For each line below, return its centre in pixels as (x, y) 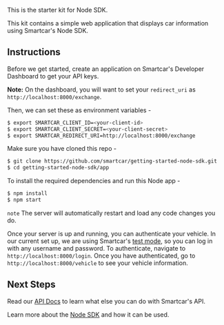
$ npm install (28, 193)
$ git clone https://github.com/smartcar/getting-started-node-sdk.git (112, 161)
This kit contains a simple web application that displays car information (108, 23)
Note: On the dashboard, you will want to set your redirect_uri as (102, 90)
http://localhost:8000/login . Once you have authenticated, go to (101, 255)
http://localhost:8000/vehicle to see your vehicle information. (98, 263)
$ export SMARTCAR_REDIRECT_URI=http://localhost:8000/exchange (101, 136)
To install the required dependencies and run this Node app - (94, 181)
